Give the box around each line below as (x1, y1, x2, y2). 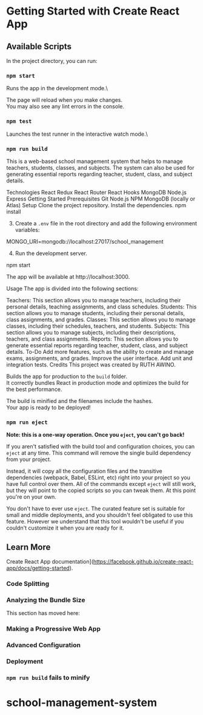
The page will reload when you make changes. (6, 96, 123, 104)
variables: (15, 226, 40, 233)
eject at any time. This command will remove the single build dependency (6, 450, 191, 457)
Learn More (6, 542, 51, 552)
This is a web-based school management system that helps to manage (6, 158, 183, 165)
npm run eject (6, 419, 48, 425)
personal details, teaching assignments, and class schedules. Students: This (6, 303, 197, 310)
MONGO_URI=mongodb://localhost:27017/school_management (6, 238, 164, 245)
